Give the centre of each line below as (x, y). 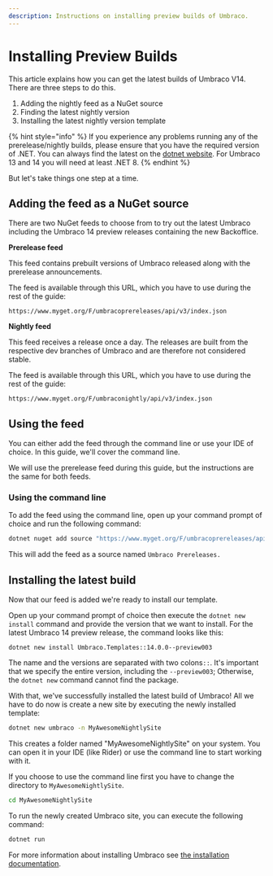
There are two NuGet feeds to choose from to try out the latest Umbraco (130, 223)
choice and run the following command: (75, 524)
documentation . (35, 863)
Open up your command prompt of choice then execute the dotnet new (127, 615)
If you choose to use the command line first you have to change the (121, 777)
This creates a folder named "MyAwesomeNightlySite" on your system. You (134, 744)
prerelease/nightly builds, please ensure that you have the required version (134, 145)
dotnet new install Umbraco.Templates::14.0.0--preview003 (110, 648)
